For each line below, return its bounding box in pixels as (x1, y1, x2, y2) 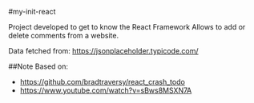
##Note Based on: (8, 61, 68, 71)
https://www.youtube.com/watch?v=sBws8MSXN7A (19, 85, 192, 95)
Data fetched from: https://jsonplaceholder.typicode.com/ (8, 46, 199, 55)
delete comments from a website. (8, 31, 119, 40)
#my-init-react (8, 7, 56, 16)
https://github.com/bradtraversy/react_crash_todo (19, 77, 186, 86)
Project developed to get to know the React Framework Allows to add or (8, 22, 246, 31)
